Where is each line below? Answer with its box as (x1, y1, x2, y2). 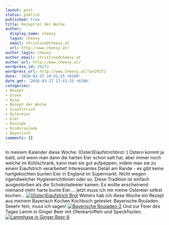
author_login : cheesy (5, 50, 52, 55)
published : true (5, 17, 40, 22)
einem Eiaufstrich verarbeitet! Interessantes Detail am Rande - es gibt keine (5, 165, 164, 172)
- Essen (5, 93, 22, 98)
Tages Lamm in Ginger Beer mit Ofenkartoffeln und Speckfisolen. (5, 209, 142, 215)
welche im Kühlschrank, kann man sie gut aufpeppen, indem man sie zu (5, 160, 157, 166)
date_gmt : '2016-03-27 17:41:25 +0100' (5, 78, 90, 83)
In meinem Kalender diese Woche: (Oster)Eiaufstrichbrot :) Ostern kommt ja (5, 149, 164, 155)
